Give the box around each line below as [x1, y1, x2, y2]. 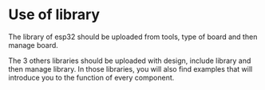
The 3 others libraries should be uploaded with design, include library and [8, 56, 251, 65]
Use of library [8, 6, 101, 24]
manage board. [8, 40, 58, 49]
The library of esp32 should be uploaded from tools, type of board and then [8, 32, 258, 41]
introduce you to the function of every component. [8, 72, 175, 82]
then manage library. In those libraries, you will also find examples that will [8, 64, 253, 73]
